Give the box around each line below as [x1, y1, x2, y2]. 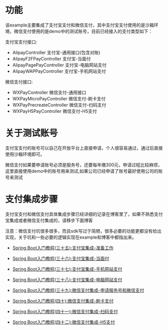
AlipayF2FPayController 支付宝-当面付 [12, 55, 91, 61]
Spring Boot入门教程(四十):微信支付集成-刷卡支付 [12, 298, 114, 304]
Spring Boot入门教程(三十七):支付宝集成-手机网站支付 [12, 266, 122, 272]
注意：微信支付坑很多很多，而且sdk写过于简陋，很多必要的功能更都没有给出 [5, 228, 161, 234]
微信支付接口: [5, 78, 33, 85]
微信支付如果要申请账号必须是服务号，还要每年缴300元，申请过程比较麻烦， [5, 162, 162, 168]
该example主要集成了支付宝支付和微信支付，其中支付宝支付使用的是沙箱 [5, 22, 154, 28]
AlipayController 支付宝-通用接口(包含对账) [12, 49, 101, 55]
